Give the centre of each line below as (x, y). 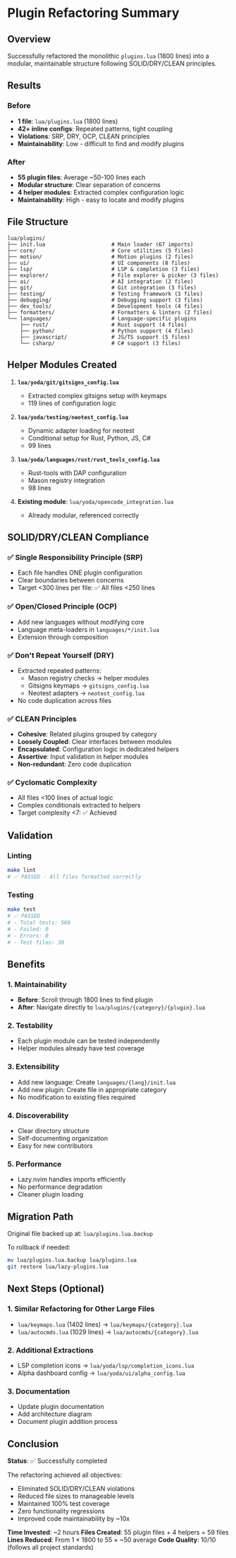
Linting (19, 856)
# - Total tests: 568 (39, 923)
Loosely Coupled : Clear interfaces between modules (94, 742)
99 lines (39, 445)
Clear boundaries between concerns (71, 580)
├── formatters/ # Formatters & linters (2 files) (110, 312)
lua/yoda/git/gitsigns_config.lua (68, 383)
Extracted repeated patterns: (59, 670)
